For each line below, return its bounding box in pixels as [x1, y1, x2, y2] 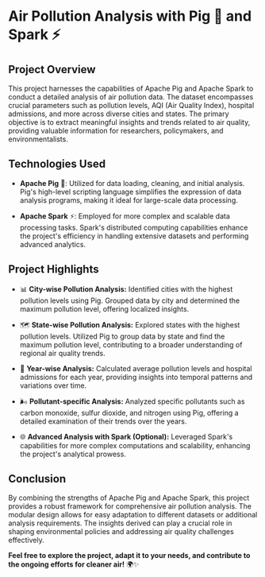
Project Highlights [8, 262, 99, 277]
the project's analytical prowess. [19, 449, 127, 459]
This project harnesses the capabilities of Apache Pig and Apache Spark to [8, 83, 254, 93]
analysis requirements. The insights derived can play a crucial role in [8, 518, 232, 528]
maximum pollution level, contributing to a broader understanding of [19, 339, 243, 349]
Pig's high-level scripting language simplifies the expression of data [19, 187, 242, 196]
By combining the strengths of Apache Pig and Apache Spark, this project [8, 493, 250, 503]
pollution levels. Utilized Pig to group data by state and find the [19, 331, 225, 341]
